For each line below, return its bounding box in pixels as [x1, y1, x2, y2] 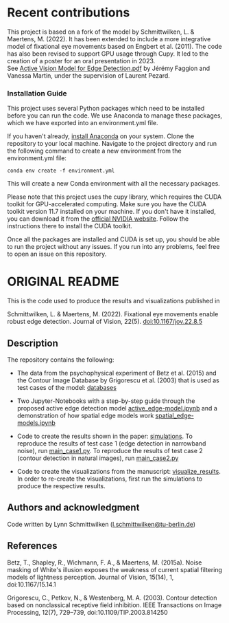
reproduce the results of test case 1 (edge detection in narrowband [16, 439, 206, 448]
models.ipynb [16, 418, 56, 427]
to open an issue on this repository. [7, 250, 107, 259]
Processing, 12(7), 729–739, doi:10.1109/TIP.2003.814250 [7, 608, 168, 616]
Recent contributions [7, 5, 130, 21]
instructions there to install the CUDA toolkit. [7, 222, 132, 230]
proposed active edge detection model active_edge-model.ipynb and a [16, 404, 217, 412]
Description [7, 337, 58, 349]
